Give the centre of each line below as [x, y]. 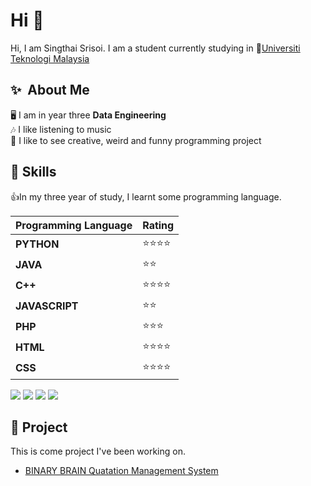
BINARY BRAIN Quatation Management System [121, 471]
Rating [158, 225]
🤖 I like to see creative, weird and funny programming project [136, 140]
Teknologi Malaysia [50, 58]
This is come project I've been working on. [98, 451]
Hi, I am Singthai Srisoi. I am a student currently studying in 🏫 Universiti [155, 48]
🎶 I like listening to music [61, 129]
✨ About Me [50, 90]
